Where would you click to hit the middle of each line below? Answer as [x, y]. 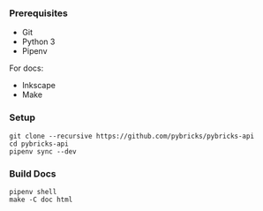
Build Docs [33, 173]
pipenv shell [33, 192]
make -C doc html [41, 200]
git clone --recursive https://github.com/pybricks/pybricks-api [131, 136]
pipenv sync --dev [43, 151]
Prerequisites [38, 13]
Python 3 [38, 41]
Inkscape [38, 86]
